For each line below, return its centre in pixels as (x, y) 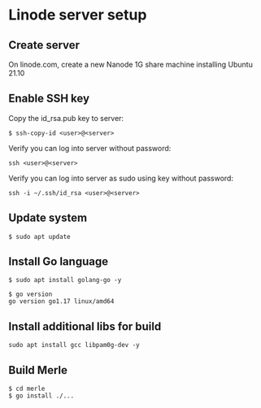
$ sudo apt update (39, 237)
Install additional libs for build (85, 326)
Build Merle (38, 370)
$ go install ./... (41, 396)
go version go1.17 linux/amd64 (61, 302)
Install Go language (58, 262)
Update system (48, 218)
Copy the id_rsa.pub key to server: (66, 118)
